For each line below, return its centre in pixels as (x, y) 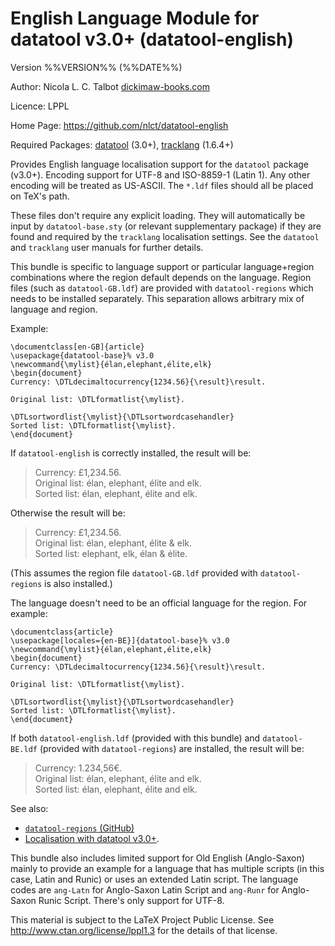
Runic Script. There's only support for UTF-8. (131, 900)
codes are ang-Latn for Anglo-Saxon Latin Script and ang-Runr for (145, 889)
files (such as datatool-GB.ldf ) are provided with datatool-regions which (162, 288)
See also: (29, 808)
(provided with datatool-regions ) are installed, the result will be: (172, 748)
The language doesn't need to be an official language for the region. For (159, 603)
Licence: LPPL (40, 106)
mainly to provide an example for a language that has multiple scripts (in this (167, 868)
